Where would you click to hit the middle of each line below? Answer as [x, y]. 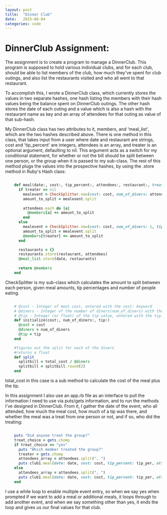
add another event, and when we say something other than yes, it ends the [82, 502]
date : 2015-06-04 [25, 19]
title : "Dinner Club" [29, 14]
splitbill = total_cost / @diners [54, 362]
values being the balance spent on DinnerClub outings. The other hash [78, 104]
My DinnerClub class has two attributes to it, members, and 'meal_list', [77, 129]
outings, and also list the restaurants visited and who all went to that [75, 78]
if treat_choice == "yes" [41, 445]
